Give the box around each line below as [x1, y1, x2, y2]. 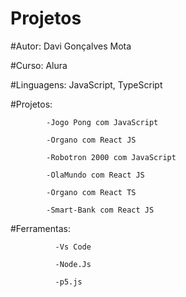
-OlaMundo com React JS [46, 170, 145, 180]
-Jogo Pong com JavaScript [46, 117, 159, 127]
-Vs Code [54, 242, 92, 252]
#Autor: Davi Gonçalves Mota [10, 40, 132, 52]
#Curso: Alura [10, 59, 68, 71]
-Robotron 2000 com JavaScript [46, 152, 177, 162]
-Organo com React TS [46, 187, 137, 197]
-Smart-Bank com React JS [46, 205, 155, 215]
